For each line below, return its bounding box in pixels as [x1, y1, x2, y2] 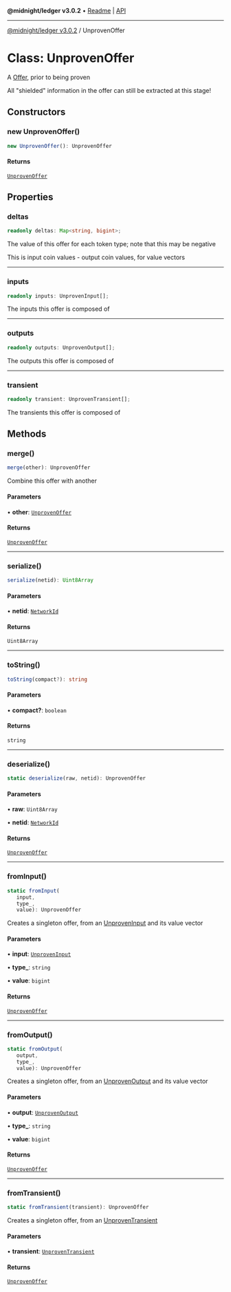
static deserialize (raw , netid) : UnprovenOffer [7, 775, 146, 782]
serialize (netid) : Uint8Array [7, 577, 94, 584]
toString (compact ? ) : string [7, 676, 88, 683]
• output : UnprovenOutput [7, 1108, 79, 1117]
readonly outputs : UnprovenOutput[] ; [7, 344, 115, 351]
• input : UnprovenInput [7, 950, 71, 959]
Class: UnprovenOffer [7, 50, 135, 66]
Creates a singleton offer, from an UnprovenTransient [7, 1216, 158, 1225]
